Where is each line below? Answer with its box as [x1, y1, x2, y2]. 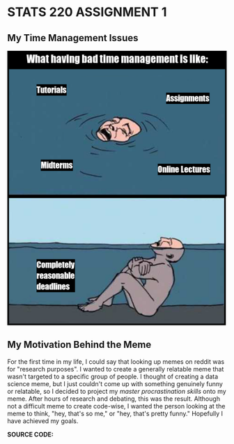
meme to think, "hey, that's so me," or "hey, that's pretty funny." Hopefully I [7, 409, 224, 418]
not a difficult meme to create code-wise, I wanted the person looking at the [7, 401, 226, 410]
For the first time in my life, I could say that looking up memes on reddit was [7, 357, 225, 366]
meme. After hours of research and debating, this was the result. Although [7, 395, 221, 403]
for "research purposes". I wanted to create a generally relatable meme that [7, 365, 224, 373]
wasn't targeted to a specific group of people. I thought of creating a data [7, 372, 219, 381]
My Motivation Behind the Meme [7, 339, 152, 351]
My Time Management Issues [7, 32, 139, 44]
